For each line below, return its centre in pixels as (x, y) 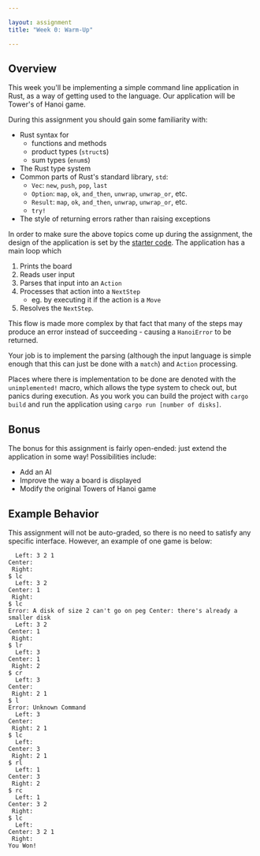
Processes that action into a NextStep (80, 291)
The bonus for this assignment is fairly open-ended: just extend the (117, 449)
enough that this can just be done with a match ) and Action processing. (123, 364)
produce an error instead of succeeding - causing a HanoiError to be (120, 332)
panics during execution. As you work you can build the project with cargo (128, 396)
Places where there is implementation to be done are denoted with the (122, 379)
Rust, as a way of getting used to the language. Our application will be (122, 96)
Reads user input (47, 275)
